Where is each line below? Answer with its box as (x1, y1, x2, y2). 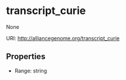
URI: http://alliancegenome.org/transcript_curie (6, 34, 120, 41)
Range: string (14, 67, 47, 74)
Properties (6, 51, 46, 62)
